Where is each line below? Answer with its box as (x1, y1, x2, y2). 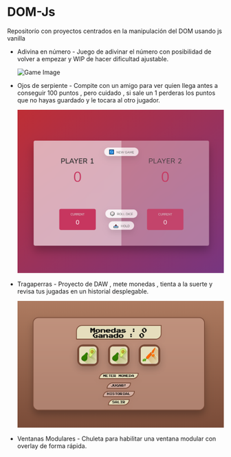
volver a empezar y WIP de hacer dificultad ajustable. (16, 54, 169, 63)
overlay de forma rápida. (16, 442, 87, 450)
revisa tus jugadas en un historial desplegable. (16, 287, 149, 296)
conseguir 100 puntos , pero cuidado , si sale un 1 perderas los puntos (16, 89, 216, 97)
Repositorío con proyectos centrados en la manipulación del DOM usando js (7, 27, 222, 35)
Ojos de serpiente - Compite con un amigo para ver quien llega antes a (16, 81, 219, 89)
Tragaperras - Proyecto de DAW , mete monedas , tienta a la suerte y (16, 280, 213, 289)
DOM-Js (7, 4, 56, 20)
